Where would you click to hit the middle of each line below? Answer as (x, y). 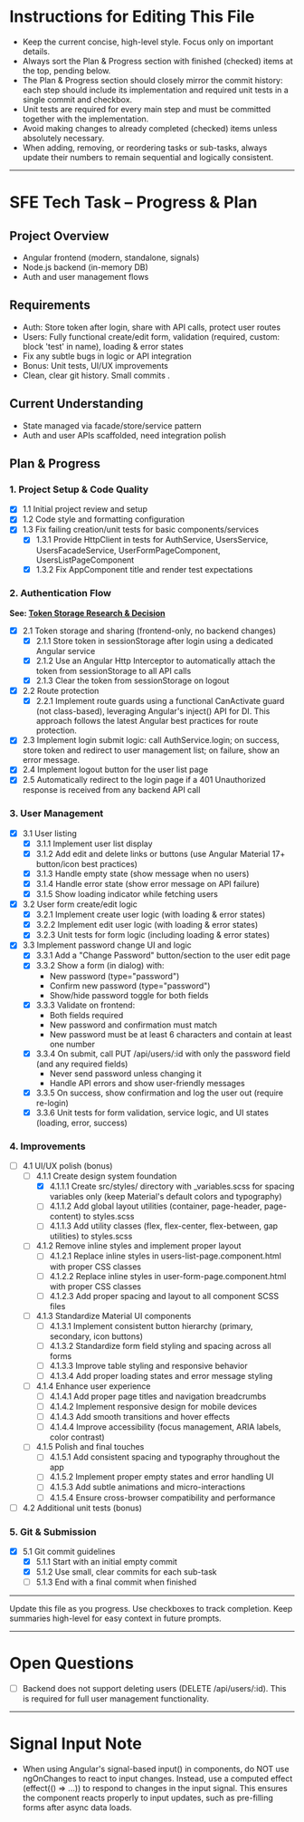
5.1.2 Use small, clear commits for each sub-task (126, 1572)
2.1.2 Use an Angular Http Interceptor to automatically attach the (156, 660)
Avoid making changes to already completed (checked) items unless (150, 128)
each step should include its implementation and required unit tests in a (156, 90)
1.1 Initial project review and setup (85, 509)
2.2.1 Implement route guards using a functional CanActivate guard (160, 701)
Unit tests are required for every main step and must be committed (147, 109)
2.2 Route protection (61, 691)
